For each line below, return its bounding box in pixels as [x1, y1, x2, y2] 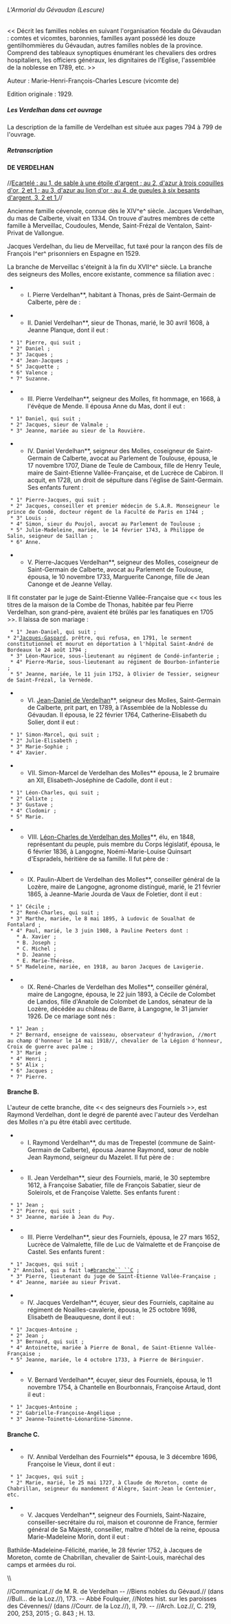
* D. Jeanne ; [16, 951, 57, 958]
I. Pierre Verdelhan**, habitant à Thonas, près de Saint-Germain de [27, 290, 217, 299]
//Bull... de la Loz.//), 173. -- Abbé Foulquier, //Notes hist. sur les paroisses [7, 1594, 217, 1603]
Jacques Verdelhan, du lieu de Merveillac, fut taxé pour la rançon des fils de [7, 241, 223, 250]
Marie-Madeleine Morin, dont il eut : [27, 1533, 129, 1541]
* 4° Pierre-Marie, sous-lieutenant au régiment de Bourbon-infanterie [10, 658, 220, 665]
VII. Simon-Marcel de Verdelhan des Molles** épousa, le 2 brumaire [27, 768, 220, 777]
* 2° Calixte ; [10, 795, 54, 802]
